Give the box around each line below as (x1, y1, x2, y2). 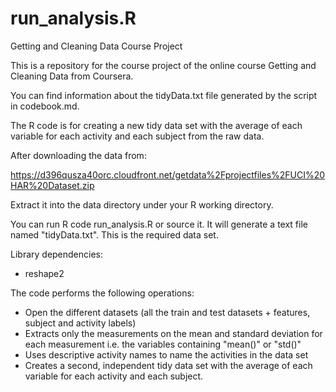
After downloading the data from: (10, 149, 147, 161)
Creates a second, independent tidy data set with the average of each (24, 359, 313, 371)
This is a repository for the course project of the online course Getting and (10, 59, 317, 71)
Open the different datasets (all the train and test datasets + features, (24, 306, 311, 318)
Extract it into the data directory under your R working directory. (10, 198, 274, 211)
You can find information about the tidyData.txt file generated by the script (10, 89, 318, 101)
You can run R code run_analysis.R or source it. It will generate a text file (10, 218, 308, 230)
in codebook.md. (10, 100, 80, 112)
